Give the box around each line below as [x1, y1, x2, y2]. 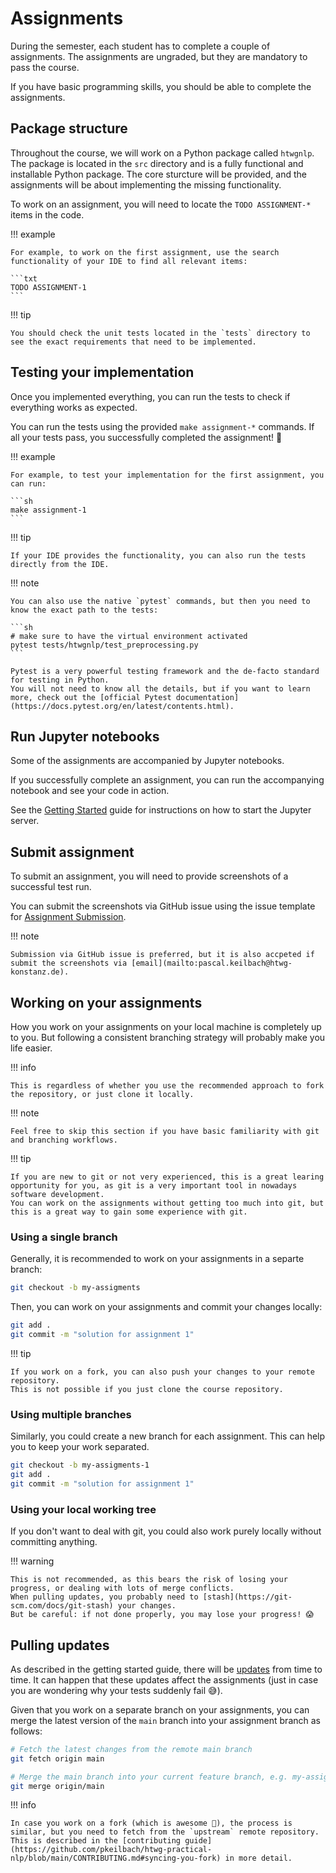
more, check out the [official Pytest [10, 692, 172, 702]
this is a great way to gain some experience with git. [10, 1207, 248, 1217]
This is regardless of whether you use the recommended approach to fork [10, 1081, 325, 1091]
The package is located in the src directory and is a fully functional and [10, 157, 304, 169]
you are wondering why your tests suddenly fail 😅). [10, 1684, 223, 1696]
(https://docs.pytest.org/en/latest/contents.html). [10, 701, 235, 711]
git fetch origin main [10, 1753, 105, 1764]
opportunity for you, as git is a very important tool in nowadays [10, 1181, 298, 1191]
